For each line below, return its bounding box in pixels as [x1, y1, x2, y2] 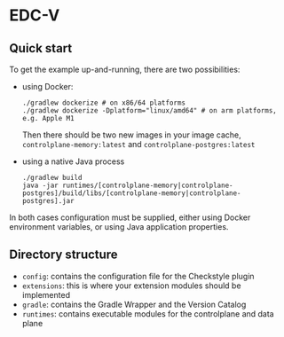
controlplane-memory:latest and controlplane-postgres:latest [21, 139, 256, 149]
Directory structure [9, 247, 118, 263]
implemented [21, 289, 71, 300]
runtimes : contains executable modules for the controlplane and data [21, 308, 274, 319]
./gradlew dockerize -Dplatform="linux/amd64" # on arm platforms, [21, 106, 277, 115]
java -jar [21, 181, 59, 190]
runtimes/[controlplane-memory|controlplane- [61, 181, 233, 190]
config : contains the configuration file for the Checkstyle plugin [21, 270, 255, 281]
